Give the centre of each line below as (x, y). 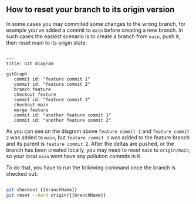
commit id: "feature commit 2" (52, 84)
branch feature (32, 89)
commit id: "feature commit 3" (52, 99)
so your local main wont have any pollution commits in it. (74, 156)
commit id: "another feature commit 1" (62, 115)
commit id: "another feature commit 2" (62, 120)
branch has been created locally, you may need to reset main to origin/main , (98, 150)
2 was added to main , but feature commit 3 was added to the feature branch (98, 137)
